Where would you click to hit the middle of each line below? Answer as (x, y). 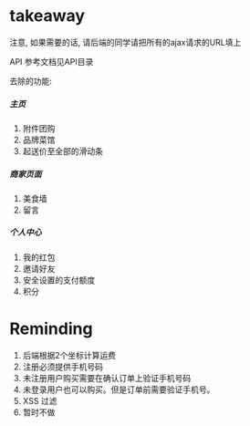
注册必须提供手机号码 (62, 367)
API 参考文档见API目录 (52, 61)
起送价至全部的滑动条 (62, 151)
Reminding (51, 329)
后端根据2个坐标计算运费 (69, 355)
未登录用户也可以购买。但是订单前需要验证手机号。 (119, 390)
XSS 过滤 (40, 400)
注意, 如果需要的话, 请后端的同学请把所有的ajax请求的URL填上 (125, 42)
